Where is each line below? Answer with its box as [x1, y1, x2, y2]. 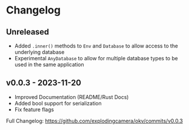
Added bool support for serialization [14, 100, 102, 107]
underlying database [14, 49, 65, 56]
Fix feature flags [14, 106, 54, 113]
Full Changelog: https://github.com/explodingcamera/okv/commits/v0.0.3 [6, 117, 183, 124]
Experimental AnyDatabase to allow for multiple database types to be [14, 55, 178, 61]
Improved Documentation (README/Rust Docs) [14, 93, 129, 100]
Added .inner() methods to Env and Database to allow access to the [14, 42, 178, 49]
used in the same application [14, 61, 84, 68]
